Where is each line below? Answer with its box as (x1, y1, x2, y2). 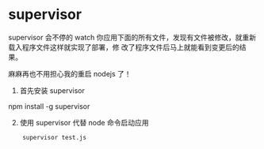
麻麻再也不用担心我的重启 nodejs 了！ (8, 69, 132, 78)
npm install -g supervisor (8, 101, 90, 111)
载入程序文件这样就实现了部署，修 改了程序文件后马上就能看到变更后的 (8, 42, 239, 52)
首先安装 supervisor (19, 85, 85, 95)
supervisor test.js (22, 133, 87, 141)
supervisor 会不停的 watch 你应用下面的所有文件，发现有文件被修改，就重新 (8, 32, 257, 42)
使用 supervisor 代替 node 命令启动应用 (19, 117, 149, 127)
